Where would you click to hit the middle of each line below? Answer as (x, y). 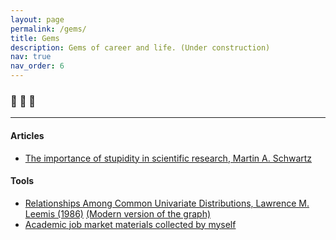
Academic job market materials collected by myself (130, 224)
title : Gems (35, 38)
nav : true (31, 57)
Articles (27, 135)
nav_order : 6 (37, 66)
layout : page (37, 19)
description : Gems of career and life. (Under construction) (140, 47)
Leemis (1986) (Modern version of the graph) (118, 213)
